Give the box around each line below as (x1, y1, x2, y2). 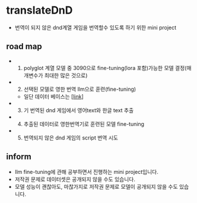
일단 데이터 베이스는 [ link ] (23, 93, 84, 100)
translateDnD (6, 4, 73, 17)
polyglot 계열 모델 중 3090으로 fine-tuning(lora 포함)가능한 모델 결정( (23, 64, 187, 71)
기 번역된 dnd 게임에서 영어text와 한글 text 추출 (23, 106, 134, 113)
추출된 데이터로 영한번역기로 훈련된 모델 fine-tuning (23, 120, 144, 128)
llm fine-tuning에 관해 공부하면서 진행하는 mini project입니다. (14, 168, 158, 175)
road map (6, 42, 43, 52)
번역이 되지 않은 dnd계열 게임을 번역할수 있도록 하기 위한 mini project (14, 24, 177, 31)
